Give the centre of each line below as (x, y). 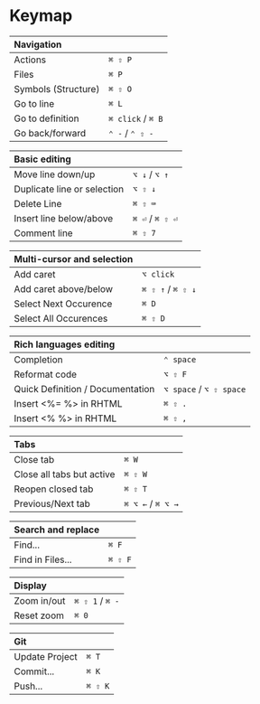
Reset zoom (39, 615)
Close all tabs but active (65, 474)
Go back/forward (50, 133)
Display (30, 586)
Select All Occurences (61, 318)
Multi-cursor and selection (74, 258)
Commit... (34, 671)
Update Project (46, 656)
